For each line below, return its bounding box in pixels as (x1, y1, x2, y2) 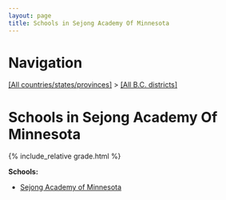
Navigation (8, 54, 82, 72)
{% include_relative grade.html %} (8, 151, 121, 161)
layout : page (8, 11, 52, 20)
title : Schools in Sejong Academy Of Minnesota (8, 19, 170, 27)
